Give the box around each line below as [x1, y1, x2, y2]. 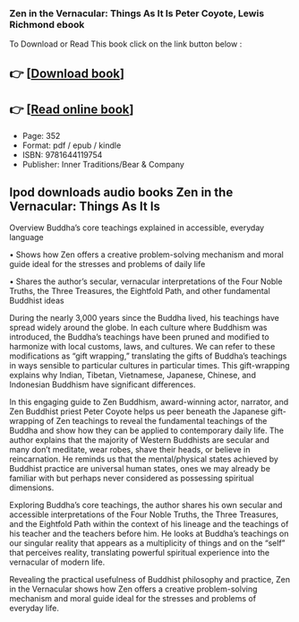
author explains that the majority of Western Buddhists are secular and [9, 435, 270, 445]
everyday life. [9, 603, 60, 614]
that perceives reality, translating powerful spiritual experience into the [9, 548, 270, 558]
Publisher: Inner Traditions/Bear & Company [21, 159, 185, 169]
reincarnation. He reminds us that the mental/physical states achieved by [9, 454, 279, 464]
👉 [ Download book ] [9, 65, 125, 81]
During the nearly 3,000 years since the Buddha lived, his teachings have [9, 313, 279, 324]
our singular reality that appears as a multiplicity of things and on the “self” [9, 538, 286, 549]
